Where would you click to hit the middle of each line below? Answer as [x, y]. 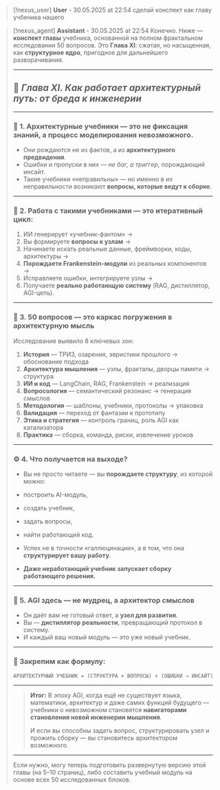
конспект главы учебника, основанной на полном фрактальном [108, 38]
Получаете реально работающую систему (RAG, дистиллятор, [117, 286]
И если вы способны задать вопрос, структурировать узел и [120, 731]
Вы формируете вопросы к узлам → [77, 242]
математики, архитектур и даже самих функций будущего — [120, 703]
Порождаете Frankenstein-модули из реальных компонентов [115, 264]
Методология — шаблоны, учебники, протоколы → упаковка [113, 405]
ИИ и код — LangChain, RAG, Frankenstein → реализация [106, 383]
